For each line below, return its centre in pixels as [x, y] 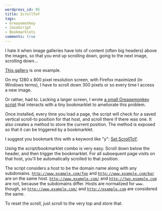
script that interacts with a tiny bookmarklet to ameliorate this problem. [75, 105]
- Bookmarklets [20, 32]
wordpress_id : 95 [22, 9]
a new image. [18, 90]
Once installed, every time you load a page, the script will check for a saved [81, 114]
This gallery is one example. [33, 70]
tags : [10, 18]
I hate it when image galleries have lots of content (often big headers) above [81, 50]
